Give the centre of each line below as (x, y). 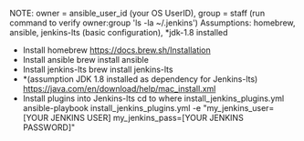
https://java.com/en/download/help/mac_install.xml (119, 89)
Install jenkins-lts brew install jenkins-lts (98, 69)
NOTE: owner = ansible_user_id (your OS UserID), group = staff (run (137, 13)
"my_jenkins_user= (239, 108)
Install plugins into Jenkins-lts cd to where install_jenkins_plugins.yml (153, 98)
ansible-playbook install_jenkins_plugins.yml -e (112, 108)
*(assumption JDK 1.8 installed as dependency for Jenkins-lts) (140, 79)
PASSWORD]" (49, 127)
